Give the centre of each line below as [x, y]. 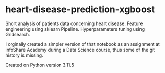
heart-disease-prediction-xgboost [80, 9]
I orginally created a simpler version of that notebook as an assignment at [82, 44]
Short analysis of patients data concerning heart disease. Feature [74, 23]
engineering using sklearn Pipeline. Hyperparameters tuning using [75, 29]
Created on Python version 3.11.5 [40, 65]
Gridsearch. [18, 34]
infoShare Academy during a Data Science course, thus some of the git [80, 50]
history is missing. [24, 55]
